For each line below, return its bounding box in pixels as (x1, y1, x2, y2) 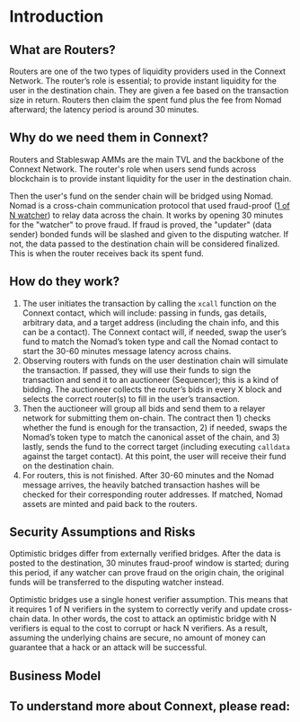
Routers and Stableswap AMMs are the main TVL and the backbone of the (9, 154, 285, 165)
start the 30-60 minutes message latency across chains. (22, 345, 232, 356)
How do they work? (9, 274, 120, 290)
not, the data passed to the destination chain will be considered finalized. (9, 238, 280, 249)
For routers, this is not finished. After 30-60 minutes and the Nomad (22, 469, 275, 480)
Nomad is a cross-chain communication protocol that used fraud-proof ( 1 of (9, 200, 290, 210)
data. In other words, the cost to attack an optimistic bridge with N (31, 613, 277, 624)
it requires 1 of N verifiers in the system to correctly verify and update (9, 604, 267, 615)
